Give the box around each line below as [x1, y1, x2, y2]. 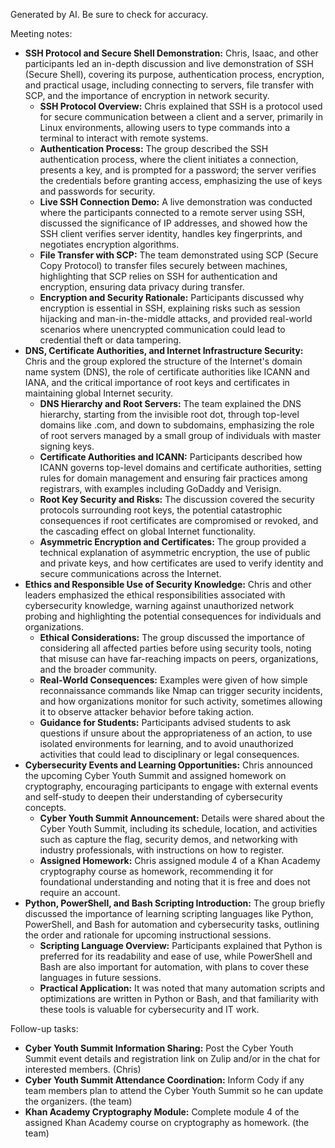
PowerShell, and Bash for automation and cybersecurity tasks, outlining [24, 919, 320, 930]
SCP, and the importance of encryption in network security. [24, 90, 270, 101]
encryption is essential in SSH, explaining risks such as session [39, 302, 301, 314]
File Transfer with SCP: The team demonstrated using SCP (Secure [39, 249, 319, 261]
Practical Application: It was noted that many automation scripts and [39, 982, 326, 994]
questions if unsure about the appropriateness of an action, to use [39, 727, 313, 739]
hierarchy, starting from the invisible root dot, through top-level [39, 409, 300, 420]
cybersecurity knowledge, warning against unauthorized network [24, 600, 295, 611]
